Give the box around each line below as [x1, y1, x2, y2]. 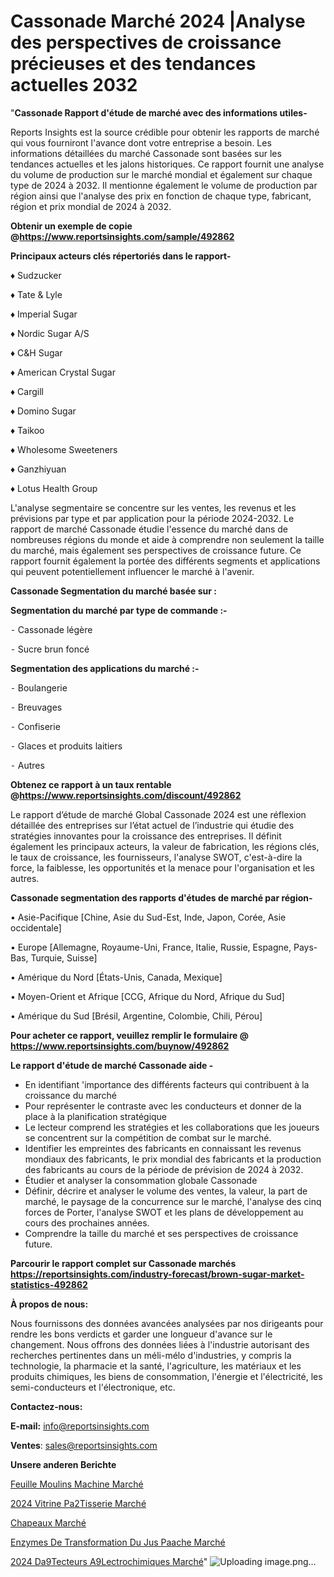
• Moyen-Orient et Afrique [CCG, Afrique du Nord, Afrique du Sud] [10, 990, 285, 1002]
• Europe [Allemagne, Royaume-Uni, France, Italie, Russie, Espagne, [10, 941, 292, 953]
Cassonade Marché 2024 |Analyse [10, 10, 306, 33]
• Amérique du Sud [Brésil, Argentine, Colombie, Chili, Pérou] [10, 1010, 263, 1022]
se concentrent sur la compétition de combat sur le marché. [24, 1131, 272, 1144]
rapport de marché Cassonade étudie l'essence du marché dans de [10, 523, 288, 535]
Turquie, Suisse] [30, 951, 98, 964]
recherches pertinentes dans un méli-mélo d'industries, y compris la [10, 1349, 292, 1361]
